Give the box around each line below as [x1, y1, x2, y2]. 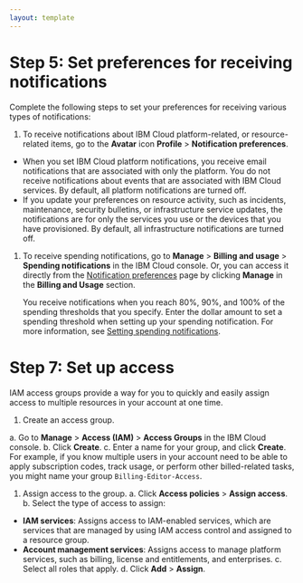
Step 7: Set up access [9, 357, 175, 378]
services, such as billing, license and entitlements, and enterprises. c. [22, 553, 282, 564]
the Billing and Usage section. [22, 279, 136, 290]
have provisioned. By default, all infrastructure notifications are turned [22, 223, 285, 234]
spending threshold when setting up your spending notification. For [22, 316, 274, 327]
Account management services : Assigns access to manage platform [22, 544, 282, 555]
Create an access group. [22, 414, 115, 425]
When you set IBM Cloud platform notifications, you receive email [22, 156, 267, 167]
